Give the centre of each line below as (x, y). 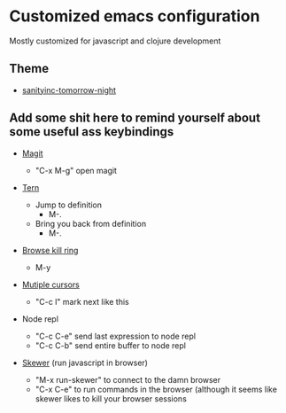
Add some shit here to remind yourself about (135, 118)
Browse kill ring (50, 250)
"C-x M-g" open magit (76, 170)
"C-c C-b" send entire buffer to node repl (110, 345)
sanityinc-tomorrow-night (69, 90)
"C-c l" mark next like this (82, 301)
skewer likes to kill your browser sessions (111, 398)
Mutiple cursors (50, 284)
